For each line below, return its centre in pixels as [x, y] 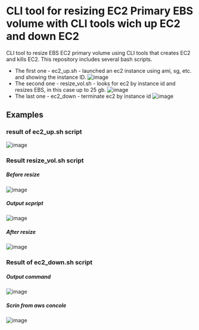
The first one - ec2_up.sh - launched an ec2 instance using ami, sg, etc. [103, 70]
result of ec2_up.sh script [44, 132]
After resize [21, 232]
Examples [25, 115]
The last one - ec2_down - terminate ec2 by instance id [83, 96]
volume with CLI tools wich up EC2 [93, 24]
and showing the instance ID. [50, 77]
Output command [29, 276]
